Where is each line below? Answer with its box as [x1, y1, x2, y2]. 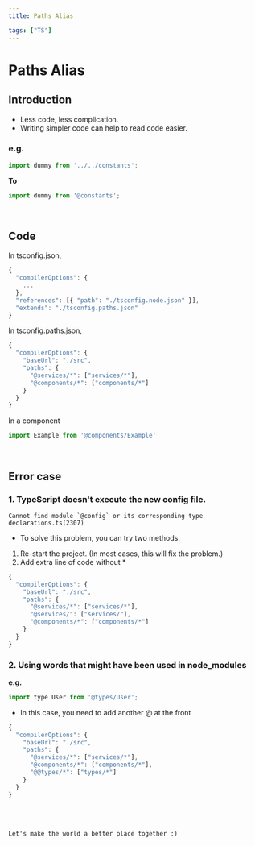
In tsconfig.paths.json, [8, 326, 82, 335]
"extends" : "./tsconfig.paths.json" [15, 304, 138, 312]
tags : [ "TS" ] [8, 26, 52, 35]
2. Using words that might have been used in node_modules [8, 659, 247, 670]
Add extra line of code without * [19, 557, 126, 566]
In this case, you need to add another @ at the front [19, 707, 191, 717]
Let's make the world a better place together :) [8, 829, 179, 838]
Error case [8, 469, 62, 483]
